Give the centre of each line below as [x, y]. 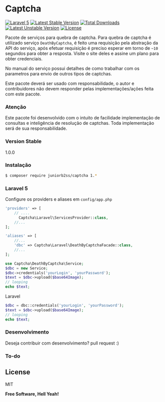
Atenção [16, 107]
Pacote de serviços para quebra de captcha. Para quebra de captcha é [78, 37]
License [18, 372]
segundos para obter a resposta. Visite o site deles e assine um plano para [82, 53]
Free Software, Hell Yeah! [32, 394]
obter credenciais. [24, 58]
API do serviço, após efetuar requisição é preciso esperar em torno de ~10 [82, 48]
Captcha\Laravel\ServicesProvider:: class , [63, 218]
